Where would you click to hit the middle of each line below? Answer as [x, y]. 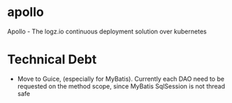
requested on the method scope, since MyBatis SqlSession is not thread [121, 86]
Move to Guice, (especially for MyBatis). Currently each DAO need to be [121, 79]
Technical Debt [52, 60]
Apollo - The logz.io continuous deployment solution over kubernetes [107, 31]
